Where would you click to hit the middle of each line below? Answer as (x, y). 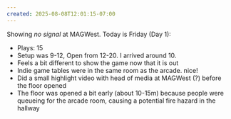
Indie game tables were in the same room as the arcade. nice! (107, 70)
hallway (28, 108)
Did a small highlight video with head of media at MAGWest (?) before (119, 78)
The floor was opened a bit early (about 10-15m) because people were (120, 93)
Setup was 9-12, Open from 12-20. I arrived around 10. (97, 55)
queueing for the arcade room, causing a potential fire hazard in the (116, 101)
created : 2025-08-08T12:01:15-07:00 (61, 14)
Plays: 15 (30, 47)
